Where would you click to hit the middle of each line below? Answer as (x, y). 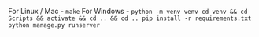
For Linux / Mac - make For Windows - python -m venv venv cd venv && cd (128, 11)
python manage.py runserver (54, 25)
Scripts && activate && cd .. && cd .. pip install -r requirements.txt (130, 18)
